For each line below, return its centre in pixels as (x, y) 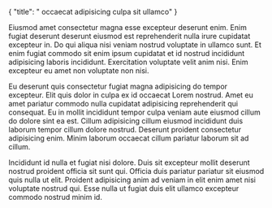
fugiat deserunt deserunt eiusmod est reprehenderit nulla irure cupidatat (130, 36)
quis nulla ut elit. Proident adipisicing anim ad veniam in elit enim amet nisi (132, 180)
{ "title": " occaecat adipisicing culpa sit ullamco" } (93, 12)
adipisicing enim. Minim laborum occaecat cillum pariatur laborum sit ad (129, 138)
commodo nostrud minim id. (56, 197)
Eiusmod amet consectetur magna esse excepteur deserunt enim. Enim (128, 27)
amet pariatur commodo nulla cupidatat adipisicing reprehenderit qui (123, 104)
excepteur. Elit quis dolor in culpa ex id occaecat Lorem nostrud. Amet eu (131, 95)
